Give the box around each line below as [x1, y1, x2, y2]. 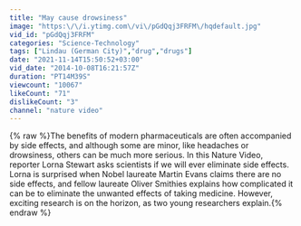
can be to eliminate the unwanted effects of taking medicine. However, [9, 188, 274, 199]
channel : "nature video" [9, 106, 103, 115]
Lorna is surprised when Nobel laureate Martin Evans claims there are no [9, 169, 282, 180]
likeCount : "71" [9, 89, 71, 98]
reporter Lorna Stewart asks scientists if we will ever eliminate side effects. [9, 159, 290, 170]
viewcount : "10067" [9, 80, 83, 89]
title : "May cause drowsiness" [9, 13, 128, 23]
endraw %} [9, 207, 52, 218]
